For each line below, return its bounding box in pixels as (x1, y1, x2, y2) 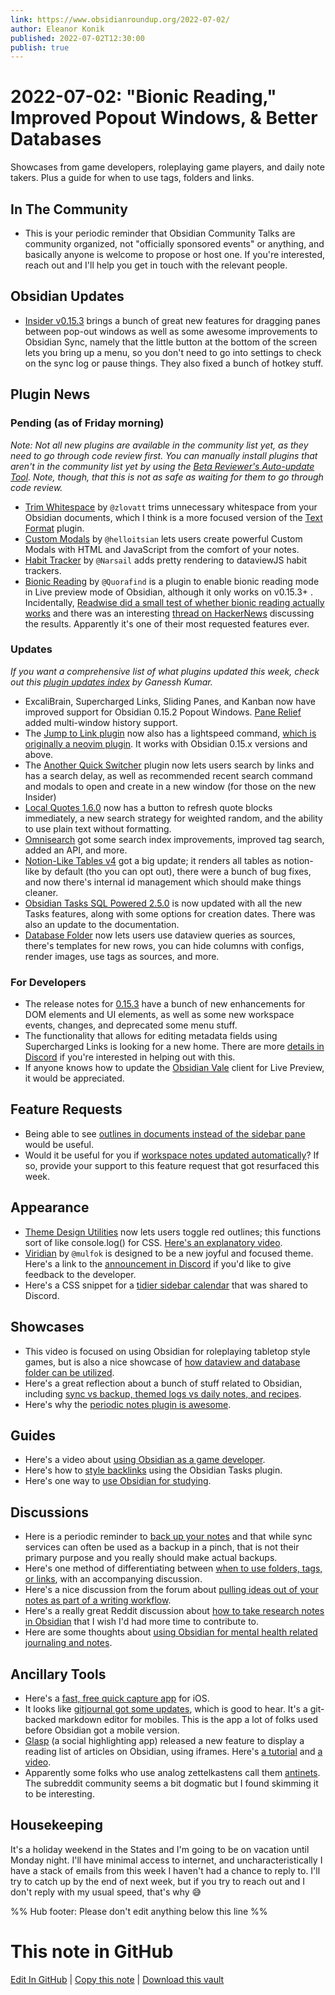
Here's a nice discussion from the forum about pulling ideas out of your (24, 1584, 319, 1596)
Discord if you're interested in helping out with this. (24, 1051, 236, 1063)
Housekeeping (10, 1817, 103, 1834)
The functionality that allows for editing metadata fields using (24, 1030, 278, 1042)
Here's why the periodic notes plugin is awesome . (24, 1398, 232, 1410)
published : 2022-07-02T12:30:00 (10, 33, 145, 43)
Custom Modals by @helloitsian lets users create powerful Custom (24, 532, 303, 545)
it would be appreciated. (24, 1072, 125, 1085)
